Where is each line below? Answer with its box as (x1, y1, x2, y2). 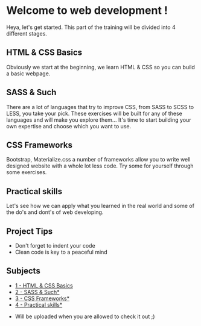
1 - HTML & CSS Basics (14, 281, 74, 289)
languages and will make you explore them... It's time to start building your (6, 116, 191, 124)
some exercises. (6, 169, 47, 176)
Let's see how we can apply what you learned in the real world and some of (6, 202, 195, 210)
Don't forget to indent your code (14, 242, 95, 249)
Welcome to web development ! (6, 4, 168, 17)
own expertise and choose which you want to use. (6, 122, 132, 130)
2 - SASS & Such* (14, 288, 60, 295)
